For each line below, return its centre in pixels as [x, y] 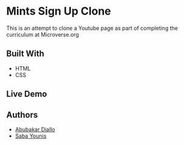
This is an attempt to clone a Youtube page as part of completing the [92, 28]
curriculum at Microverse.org [43, 34]
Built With [25, 54]
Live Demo [27, 94]
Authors [22, 115]
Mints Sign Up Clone [59, 11]
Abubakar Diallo [35, 129]
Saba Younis [31, 136]
